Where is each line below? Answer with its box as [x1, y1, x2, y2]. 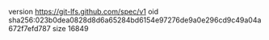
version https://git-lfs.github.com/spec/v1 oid [8, 7, 159, 16]
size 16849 [52, 24, 89, 33]
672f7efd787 [8, 24, 51, 33]
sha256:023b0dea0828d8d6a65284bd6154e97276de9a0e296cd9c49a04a [8, 15, 262, 25]
